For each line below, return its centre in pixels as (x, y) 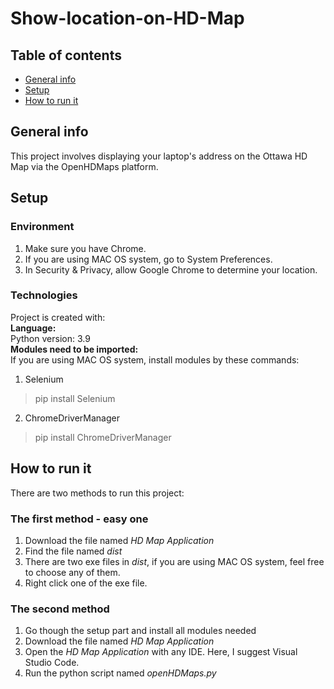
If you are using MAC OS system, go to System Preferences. (148, 259)
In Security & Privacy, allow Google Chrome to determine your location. (171, 269)
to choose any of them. (72, 572)
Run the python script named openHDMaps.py (120, 673)
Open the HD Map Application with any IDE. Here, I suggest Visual (161, 652)
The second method (60, 609)
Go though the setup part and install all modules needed (140, 631)
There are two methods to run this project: (97, 493)
